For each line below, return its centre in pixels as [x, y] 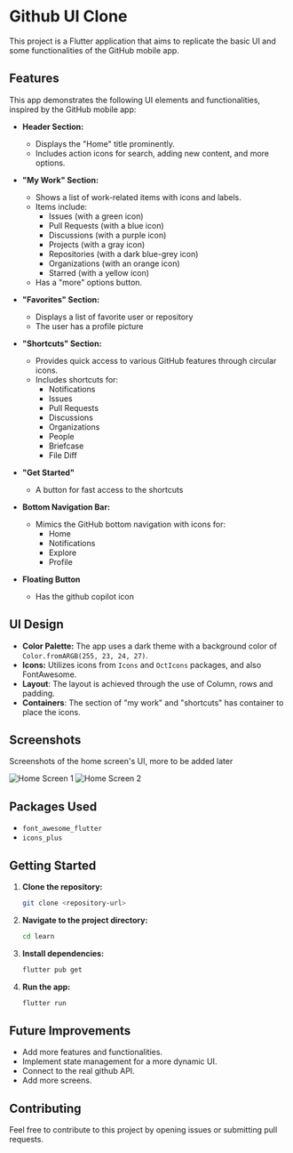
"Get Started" [48, 472]
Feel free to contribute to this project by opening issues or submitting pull [143, 1130]
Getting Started [53, 865]
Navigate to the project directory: [85, 920]
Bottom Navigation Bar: [66, 507]
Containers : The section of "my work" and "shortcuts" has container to [153, 702]
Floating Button [51, 579]
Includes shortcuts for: [76, 379]
